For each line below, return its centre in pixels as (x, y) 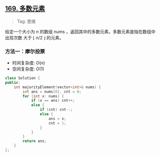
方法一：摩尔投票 (25, 51)
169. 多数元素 (25, 9)
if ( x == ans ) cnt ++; (53, 101)
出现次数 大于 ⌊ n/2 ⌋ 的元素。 (35, 37)
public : (13, 82)
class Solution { (23, 78)
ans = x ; (57, 118)
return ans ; (35, 141)
